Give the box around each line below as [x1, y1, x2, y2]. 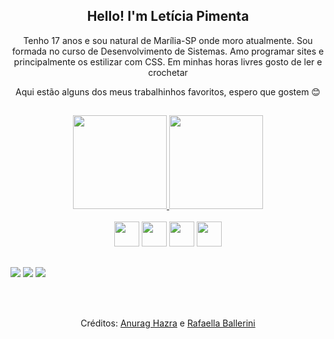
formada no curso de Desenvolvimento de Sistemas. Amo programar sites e [11, 45, 325, 57]
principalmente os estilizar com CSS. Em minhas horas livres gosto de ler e [13, 55, 323, 68]
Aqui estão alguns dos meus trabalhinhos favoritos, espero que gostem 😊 [15, 85, 321, 98]
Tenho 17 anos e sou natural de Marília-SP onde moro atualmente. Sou [23, 34, 313, 46]
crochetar [148, 66, 188, 78]
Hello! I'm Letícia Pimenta [86, 8, 250, 25]
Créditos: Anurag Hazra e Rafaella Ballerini [80, 317, 256, 329]
